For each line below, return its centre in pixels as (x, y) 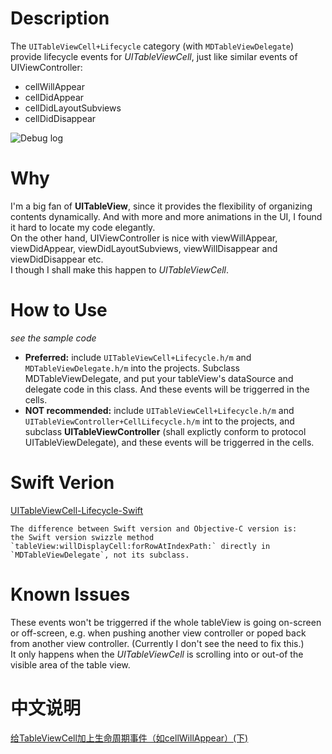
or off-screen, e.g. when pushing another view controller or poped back (158, 633)
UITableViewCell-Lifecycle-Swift (77, 510)
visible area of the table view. (70, 664)
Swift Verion (62, 483)
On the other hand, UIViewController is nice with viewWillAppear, (144, 238)
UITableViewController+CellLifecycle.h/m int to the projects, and (159, 421)
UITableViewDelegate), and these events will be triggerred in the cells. (169, 442)
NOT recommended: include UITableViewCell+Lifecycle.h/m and (159, 410)
